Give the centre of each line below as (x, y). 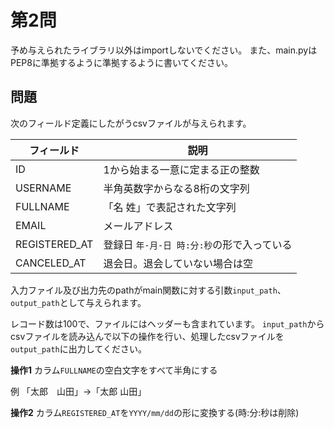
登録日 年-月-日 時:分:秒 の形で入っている (198, 244)
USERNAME (43, 188)
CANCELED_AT (51, 263)
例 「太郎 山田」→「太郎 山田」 (78, 391)
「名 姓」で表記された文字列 (170, 207)
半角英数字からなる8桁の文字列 (176, 188)
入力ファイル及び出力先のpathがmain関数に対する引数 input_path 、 (148, 290)
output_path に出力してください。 (78, 348)
